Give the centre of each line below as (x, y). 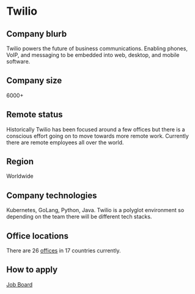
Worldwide (20, 176)
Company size (34, 81)
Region (20, 162)
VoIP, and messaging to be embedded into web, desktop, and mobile (93, 55)
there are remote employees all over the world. (65, 142)
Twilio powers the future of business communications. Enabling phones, (97, 48)
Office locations (38, 236)
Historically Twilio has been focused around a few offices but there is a (96, 129)
